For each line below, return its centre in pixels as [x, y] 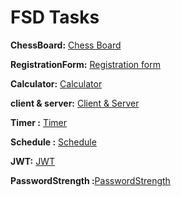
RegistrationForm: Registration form [85, 64]
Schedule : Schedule [53, 142]
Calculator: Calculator [56, 83]
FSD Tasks [55, 17]
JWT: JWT [32, 161]
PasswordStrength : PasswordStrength [90, 180]
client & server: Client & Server [75, 103]
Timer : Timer [39, 122]
